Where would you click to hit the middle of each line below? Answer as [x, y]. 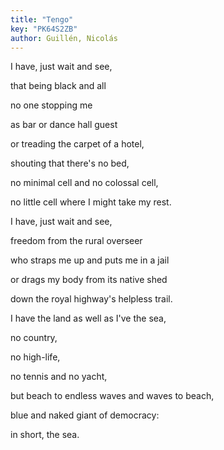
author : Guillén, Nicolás [64, 38]
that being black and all [58, 86]
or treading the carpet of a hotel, [77, 144]
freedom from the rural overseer [76, 241]
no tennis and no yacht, [59, 377]
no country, [34, 338]
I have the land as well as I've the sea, [88, 318]
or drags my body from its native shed [89, 280]
